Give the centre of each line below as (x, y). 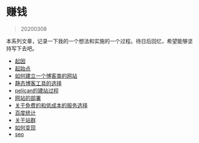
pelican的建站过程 (37, 90)
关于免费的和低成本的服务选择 (51, 105)
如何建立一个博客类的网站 (46, 76)
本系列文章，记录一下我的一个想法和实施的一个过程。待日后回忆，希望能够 (97, 41)
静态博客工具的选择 (38, 83)
